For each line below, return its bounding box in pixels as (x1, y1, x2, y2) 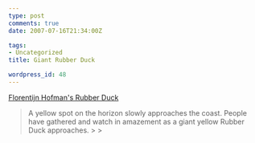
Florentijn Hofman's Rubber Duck (8, 92, 119, 102)
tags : (8, 41, 27, 49)
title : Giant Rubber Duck (8, 56, 95, 64)
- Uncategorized (8, 49, 63, 57)
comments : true (8, 19, 60, 27)
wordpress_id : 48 (8, 71, 67, 79)
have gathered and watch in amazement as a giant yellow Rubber (27, 116, 245, 126)
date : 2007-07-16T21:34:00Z (8, 27, 103, 35)
